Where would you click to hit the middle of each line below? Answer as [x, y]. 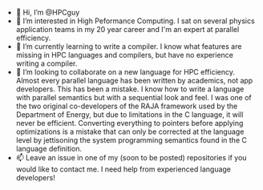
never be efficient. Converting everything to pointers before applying [129, 123]
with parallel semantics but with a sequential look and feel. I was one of [134, 97]
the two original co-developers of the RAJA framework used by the [127, 106]
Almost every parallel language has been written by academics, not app [134, 81]
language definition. [49, 149]
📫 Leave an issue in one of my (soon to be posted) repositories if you [131, 158]
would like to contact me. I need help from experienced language [123, 169]
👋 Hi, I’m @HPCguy [48, 12]
